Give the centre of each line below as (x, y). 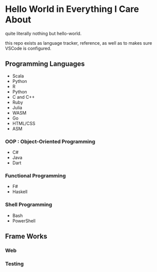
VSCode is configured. (28, 48)
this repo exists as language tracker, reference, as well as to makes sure (79, 43)
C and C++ (24, 97)
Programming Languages (45, 64)
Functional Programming (35, 176)
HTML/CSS (24, 123)
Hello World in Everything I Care (72, 9)
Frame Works (26, 237)
